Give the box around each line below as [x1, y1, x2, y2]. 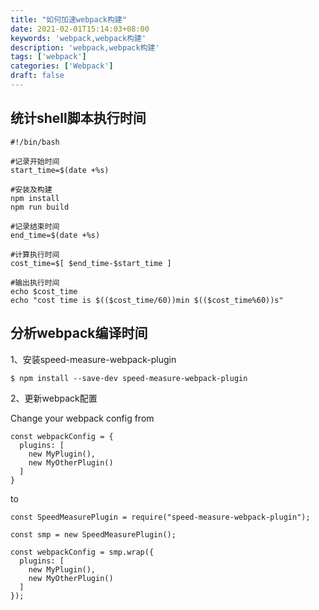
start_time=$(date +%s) [10, 165, 110, 175]
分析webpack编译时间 [10, 325, 148, 342]
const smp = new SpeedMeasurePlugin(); [10, 529, 177, 540]
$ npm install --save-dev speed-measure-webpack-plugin [10, 373, 248, 383]
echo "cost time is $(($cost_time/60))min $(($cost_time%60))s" [10, 295, 284, 305]
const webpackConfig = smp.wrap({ [10, 547, 155, 557]
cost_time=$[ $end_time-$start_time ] [10, 258, 172, 268]
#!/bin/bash [10, 137, 60, 147]
